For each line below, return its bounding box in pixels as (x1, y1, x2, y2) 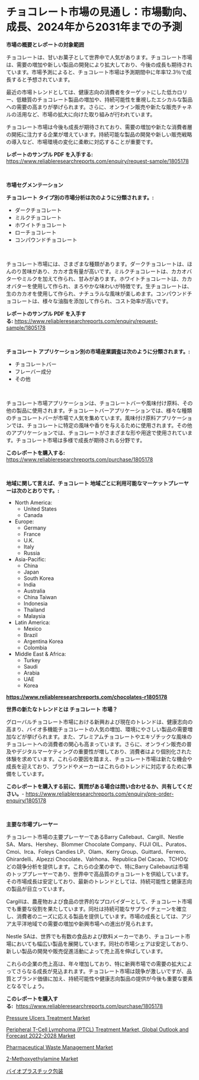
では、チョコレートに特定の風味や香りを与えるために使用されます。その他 (11, 422, 192, 429)
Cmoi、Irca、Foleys (6, 848, 54, 855)
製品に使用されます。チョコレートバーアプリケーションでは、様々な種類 (16, 407, 192, 414)
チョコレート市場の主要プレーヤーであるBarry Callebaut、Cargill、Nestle (6, 833, 184, 840)
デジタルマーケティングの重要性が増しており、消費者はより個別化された (16, 748, 192, 755)
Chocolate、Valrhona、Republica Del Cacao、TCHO (55, 856, 184, 863)
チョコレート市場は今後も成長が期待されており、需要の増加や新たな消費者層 (6, 123, 192, 131)
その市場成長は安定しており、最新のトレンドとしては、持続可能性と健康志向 (6, 878, 192, 885)
